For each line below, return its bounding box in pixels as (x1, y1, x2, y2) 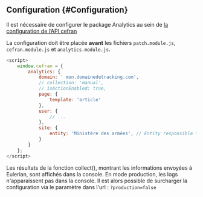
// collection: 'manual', (38, 80, 104, 86)
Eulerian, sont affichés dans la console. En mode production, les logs (6, 170, 178, 178)
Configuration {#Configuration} (6, 5, 128, 15)
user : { (38, 108, 59, 114)
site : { (38, 125, 59, 131)
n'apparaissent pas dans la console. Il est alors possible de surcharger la (6, 177, 188, 184)
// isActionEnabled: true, (38, 85, 107, 92)
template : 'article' (49, 96, 101, 102)
